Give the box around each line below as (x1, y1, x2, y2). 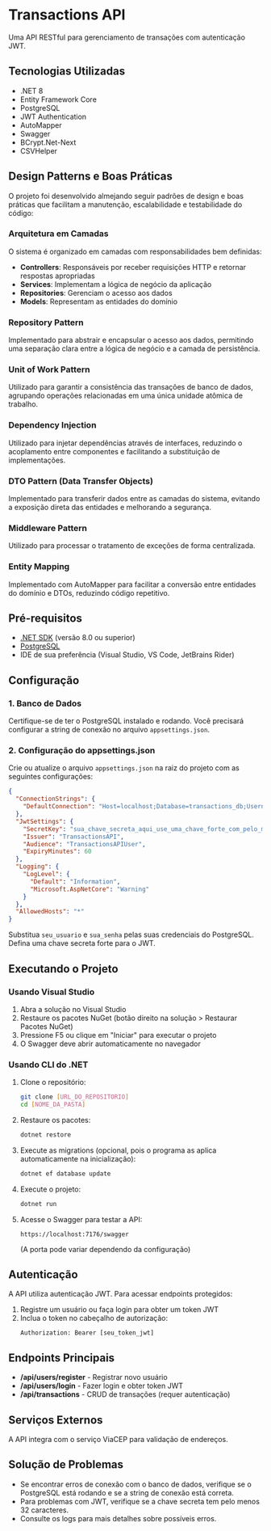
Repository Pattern (8, 317, 84, 328)
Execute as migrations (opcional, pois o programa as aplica (19, 1145, 217, 1155)
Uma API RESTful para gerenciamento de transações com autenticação (8, 32, 246, 42)
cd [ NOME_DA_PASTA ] (19, 1101, 86, 1109)
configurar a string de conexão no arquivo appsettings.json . (8, 725, 211, 735)
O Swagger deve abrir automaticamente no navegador (19, 1039, 202, 1048)
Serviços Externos (8, 1413, 103, 1427)
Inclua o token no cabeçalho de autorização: (19, 1314, 168, 1323)
